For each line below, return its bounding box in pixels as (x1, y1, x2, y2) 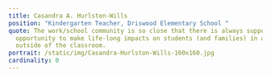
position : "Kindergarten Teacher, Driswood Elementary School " (8, 19, 229, 27)
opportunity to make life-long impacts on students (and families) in (15, 34, 258, 43)
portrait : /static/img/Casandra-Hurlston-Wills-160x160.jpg (8, 49, 215, 57)
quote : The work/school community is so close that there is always (8, 26, 244, 34)
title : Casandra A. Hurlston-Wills (8, 11, 128, 20)
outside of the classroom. (15, 42, 106, 50)
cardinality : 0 (8, 57, 60, 65)
